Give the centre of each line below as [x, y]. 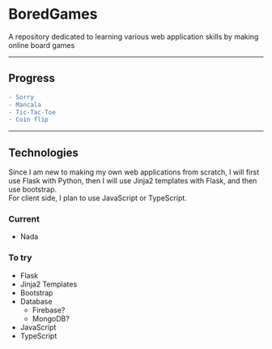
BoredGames [53, 14]
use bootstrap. [33, 190]
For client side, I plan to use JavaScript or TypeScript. [98, 198]
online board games [42, 45]
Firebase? [49, 310]
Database [36, 301]
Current [24, 218]
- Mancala [25, 105]
